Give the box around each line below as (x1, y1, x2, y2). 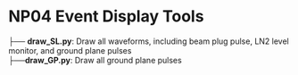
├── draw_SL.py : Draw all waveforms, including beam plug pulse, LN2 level (8, 36, 289, 46)
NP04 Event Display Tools (8, 6, 204, 27)
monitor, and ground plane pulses (8, 45, 132, 55)
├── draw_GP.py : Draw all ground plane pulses (8, 54, 182, 65)
